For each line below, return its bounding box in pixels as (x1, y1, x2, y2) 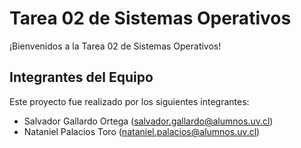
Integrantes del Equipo (9, 69, 154, 86)
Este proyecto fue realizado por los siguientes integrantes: (9, 95, 250, 107)
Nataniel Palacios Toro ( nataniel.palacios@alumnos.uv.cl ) (23, 125, 261, 137)
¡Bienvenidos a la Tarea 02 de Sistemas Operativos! (9, 40, 222, 52)
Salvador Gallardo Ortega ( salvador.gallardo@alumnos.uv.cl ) (23, 115, 274, 127)
